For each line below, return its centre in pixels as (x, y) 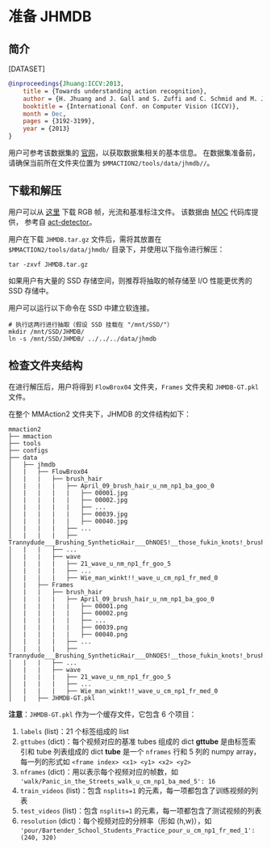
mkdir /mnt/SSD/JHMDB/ (46, 332)
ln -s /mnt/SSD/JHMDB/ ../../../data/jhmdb (83, 339)
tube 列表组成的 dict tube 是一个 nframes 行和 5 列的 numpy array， (148, 751)
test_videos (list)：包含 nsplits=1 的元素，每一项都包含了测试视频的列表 (141, 810)
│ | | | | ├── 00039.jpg (68, 514)
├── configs (28, 450)
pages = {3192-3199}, (59, 121)
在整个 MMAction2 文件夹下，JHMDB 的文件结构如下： (100, 414)
